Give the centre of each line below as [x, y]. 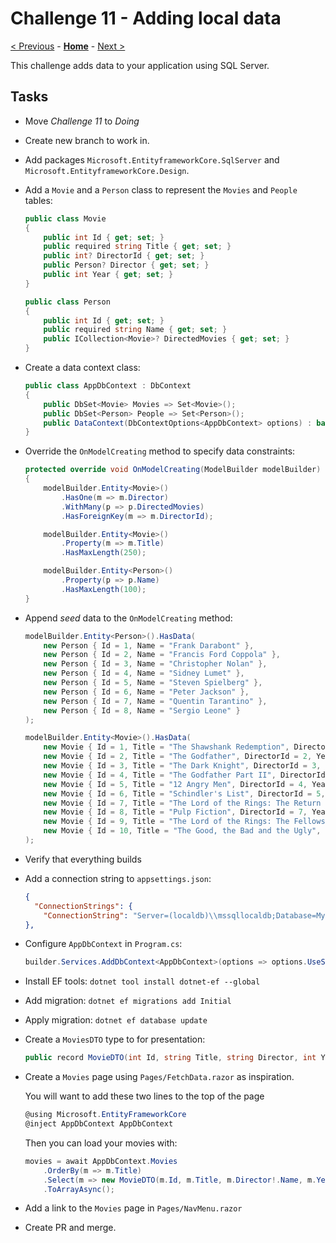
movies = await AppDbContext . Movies [101, 1161]
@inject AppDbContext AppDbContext [99, 1124]
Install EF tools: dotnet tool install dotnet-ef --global [142, 981]
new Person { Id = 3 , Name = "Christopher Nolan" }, [155, 664]
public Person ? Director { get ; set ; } [126, 265]
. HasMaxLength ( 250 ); [104, 553]
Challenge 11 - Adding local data [146, 18]
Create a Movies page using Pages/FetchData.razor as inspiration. [159, 1077]
